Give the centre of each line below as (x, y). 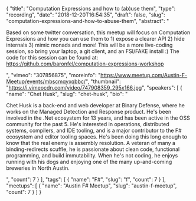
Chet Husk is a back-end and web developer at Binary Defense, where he (95, 105)
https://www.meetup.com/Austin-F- (144, 75)
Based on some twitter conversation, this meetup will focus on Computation (98, 32)
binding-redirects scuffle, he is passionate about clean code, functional (93, 149)
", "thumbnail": (103, 81)
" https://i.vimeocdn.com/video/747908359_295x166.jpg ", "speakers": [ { (94, 88)
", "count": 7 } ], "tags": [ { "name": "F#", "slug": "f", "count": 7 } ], (86, 179)
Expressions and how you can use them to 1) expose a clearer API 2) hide (95, 39)
